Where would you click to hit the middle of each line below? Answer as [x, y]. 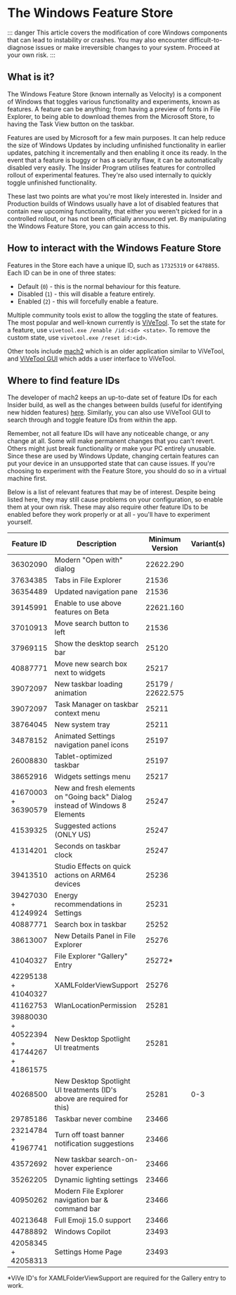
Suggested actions [85, 826]
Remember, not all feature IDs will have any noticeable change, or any [108, 434]
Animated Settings [85, 736]
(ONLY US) [73, 834]
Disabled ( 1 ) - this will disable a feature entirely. [86, 294]
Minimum [165, 539]
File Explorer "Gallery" [91, 956]
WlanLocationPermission [96, 1006]
